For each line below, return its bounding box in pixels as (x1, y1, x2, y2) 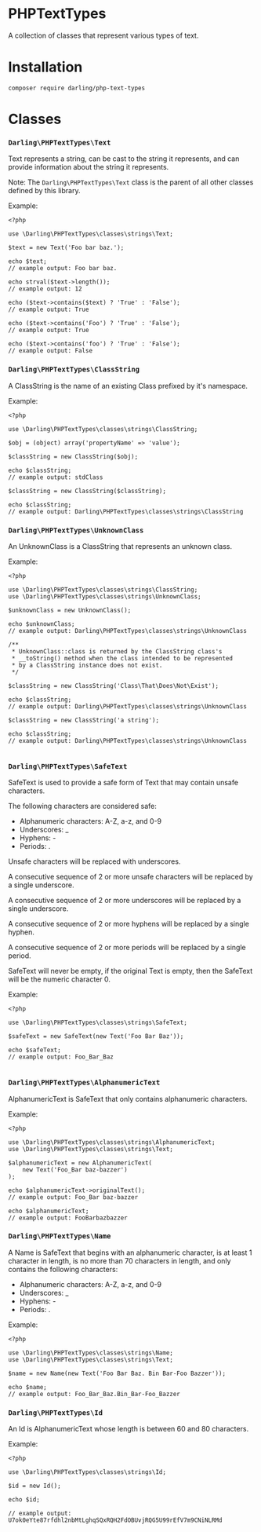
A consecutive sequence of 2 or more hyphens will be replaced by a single (8, 920, 249, 929)
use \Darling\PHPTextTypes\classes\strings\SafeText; (8, 1018, 188, 1027)
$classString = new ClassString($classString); (8, 487, 167, 495)
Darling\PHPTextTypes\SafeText (8, 762, 128, 770)
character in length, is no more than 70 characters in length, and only (8, 1256, 231, 1265)
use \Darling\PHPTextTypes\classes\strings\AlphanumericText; (8, 1138, 216, 1146)
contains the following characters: (8, 1264, 118, 1274)
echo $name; (8, 1383, 47, 1391)
